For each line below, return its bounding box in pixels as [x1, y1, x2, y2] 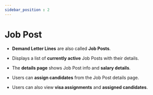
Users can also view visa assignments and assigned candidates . [11, 84, 148, 90]
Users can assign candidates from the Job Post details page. [11, 74, 139, 80]
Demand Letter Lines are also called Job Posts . [11, 45, 111, 51]
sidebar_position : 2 [4, 7, 50, 12]
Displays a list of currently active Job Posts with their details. [11, 55, 139, 61]
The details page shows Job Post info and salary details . [11, 64, 131, 70]
